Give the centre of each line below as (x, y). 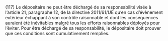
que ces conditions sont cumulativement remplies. (57, 33)
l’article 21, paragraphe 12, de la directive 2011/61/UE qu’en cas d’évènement (84, 12)
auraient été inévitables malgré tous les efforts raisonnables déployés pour (82, 23)
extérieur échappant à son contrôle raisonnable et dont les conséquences (82, 18)
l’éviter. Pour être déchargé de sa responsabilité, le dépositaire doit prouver (83, 28)
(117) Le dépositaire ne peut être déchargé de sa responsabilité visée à (78, 7)
